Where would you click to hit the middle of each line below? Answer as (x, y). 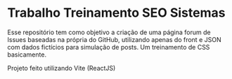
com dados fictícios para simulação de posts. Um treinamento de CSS (109, 47)
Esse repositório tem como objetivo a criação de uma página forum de (109, 32)
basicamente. (27, 55)
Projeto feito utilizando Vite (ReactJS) (62, 68)
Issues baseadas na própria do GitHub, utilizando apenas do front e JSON (114, 39)
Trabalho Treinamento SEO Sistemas (116, 13)
